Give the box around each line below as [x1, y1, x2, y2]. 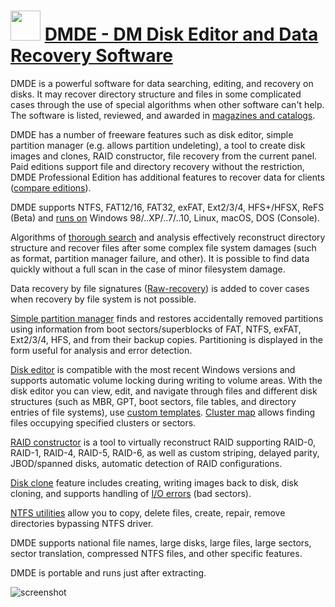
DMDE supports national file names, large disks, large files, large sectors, [10, 536, 312, 549]
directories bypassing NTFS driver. [10, 517, 154, 529]
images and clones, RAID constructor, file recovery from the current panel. [10, 150, 318, 162]
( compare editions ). [10, 181, 92, 194]
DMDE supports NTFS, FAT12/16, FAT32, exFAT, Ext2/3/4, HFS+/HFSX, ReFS [10, 201, 325, 213]
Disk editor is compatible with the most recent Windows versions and [10, 363, 296, 375]
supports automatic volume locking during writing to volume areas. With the [10, 374, 323, 386]
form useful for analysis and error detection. [10, 344, 193, 356]
